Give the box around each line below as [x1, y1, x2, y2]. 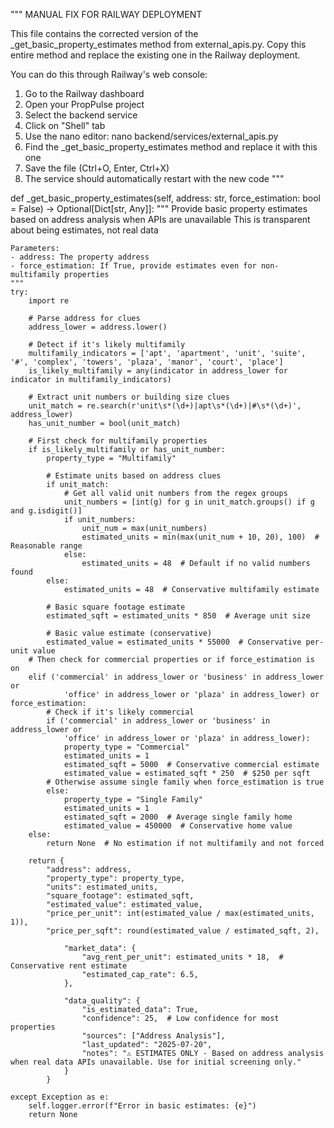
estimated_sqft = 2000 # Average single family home [63, 812, 293, 822]
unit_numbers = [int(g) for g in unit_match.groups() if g [63, 497, 315, 507]
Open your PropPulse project [24, 99, 145, 110]
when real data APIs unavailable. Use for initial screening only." [10, 1057, 302, 1067]
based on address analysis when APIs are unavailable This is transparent [10, 214, 311, 225]
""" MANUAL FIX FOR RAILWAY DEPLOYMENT [10, 9, 203, 20]
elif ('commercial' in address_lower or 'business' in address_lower [28, 672, 325, 682]
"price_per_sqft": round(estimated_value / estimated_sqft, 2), [46, 926, 320, 936]
